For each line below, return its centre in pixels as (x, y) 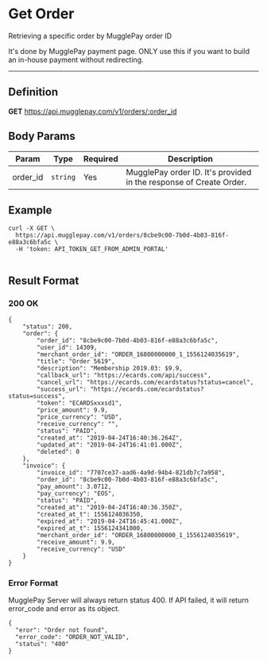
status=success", (37, 397)
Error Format (33, 583)
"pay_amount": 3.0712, (74, 487)
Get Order (41, 14)
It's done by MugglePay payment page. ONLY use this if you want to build (129, 51)
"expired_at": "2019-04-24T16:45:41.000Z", (110, 521)
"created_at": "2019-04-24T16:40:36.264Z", (110, 438)
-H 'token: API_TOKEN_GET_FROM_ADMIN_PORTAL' (92, 250)
